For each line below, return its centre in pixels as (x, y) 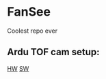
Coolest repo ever (32, 31)
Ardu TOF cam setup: (54, 52)
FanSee (29, 12)
